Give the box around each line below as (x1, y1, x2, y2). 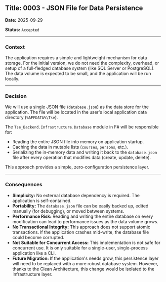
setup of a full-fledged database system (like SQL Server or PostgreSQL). (5, 65, 155, 71)
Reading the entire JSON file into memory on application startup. (12, 139, 144, 145)
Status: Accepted (5, 27, 40, 33)
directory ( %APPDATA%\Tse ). (5, 115, 58, 121)
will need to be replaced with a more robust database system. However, (12, 260, 159, 266)
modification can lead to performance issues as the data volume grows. (12, 218, 159, 224)
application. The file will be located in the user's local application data (5, 109, 147, 115)
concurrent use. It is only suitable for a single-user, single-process (12, 244, 148, 251)
